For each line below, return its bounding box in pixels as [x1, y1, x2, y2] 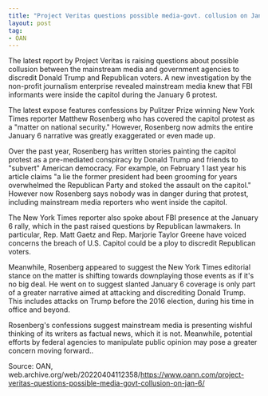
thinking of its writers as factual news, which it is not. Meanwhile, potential [8, 329, 253, 338]
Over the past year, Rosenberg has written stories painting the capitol [8, 146, 237, 156]
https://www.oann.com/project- [140, 370, 245, 380]
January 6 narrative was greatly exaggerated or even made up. [8, 131, 215, 141]
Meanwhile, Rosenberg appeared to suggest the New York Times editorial [8, 262, 251, 272]
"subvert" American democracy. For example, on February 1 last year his [8, 163, 246, 173]
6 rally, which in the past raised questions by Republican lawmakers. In [8, 222, 241, 231]
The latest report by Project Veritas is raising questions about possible [8, 56, 239, 66]
